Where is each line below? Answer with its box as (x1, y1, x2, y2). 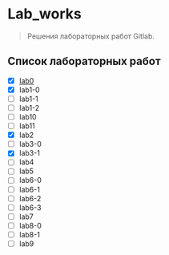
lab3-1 (18, 148, 41, 158)
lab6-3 (18, 202, 42, 212)
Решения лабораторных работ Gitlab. (26, 31, 155, 41)
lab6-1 (18, 184, 41, 194)
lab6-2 (18, 193, 42, 203)
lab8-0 (18, 221, 42, 230)
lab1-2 (18, 103, 40, 112)
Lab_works (7, 5, 82, 23)
